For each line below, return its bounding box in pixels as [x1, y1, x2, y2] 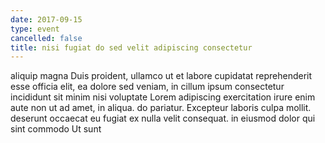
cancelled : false [10, 33, 83, 43]
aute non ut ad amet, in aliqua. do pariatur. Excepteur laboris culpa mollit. [10, 102, 312, 114]
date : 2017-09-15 [10, 14, 83, 25]
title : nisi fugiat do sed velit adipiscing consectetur [10, 42, 253, 53]
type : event [10, 24, 60, 34]
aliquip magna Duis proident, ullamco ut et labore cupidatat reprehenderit [10, 70, 313, 82]
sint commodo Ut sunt [10, 123, 102, 135]
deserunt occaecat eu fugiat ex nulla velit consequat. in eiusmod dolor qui [10, 112, 316, 125]
